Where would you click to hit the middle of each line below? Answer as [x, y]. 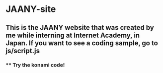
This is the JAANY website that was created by [80, 28]
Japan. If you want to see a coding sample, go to [82, 43]
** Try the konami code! [35, 65]
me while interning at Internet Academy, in [73, 35]
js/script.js [23, 51]
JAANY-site [31, 9]
